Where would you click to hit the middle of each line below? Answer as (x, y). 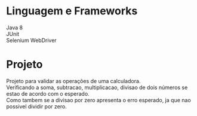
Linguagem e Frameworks (72, 11)
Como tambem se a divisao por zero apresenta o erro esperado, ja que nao (98, 100)
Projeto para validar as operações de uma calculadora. (73, 81)
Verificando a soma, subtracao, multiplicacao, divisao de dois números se (97, 87)
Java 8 (14, 28)
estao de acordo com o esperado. (48, 93)
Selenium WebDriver (31, 40)
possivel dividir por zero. (36, 106)
